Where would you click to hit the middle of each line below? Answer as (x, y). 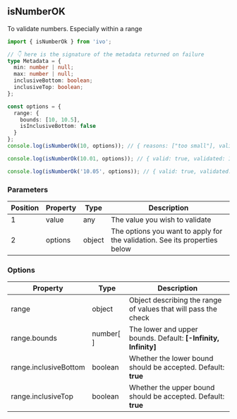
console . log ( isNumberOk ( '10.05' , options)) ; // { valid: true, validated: (120, 171)
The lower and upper (164, 329)
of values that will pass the (173, 309)
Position (25, 208)
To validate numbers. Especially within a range (75, 28)
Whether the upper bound (172, 388)
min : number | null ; (44, 67)
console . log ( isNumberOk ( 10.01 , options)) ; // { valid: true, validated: (116, 158)
